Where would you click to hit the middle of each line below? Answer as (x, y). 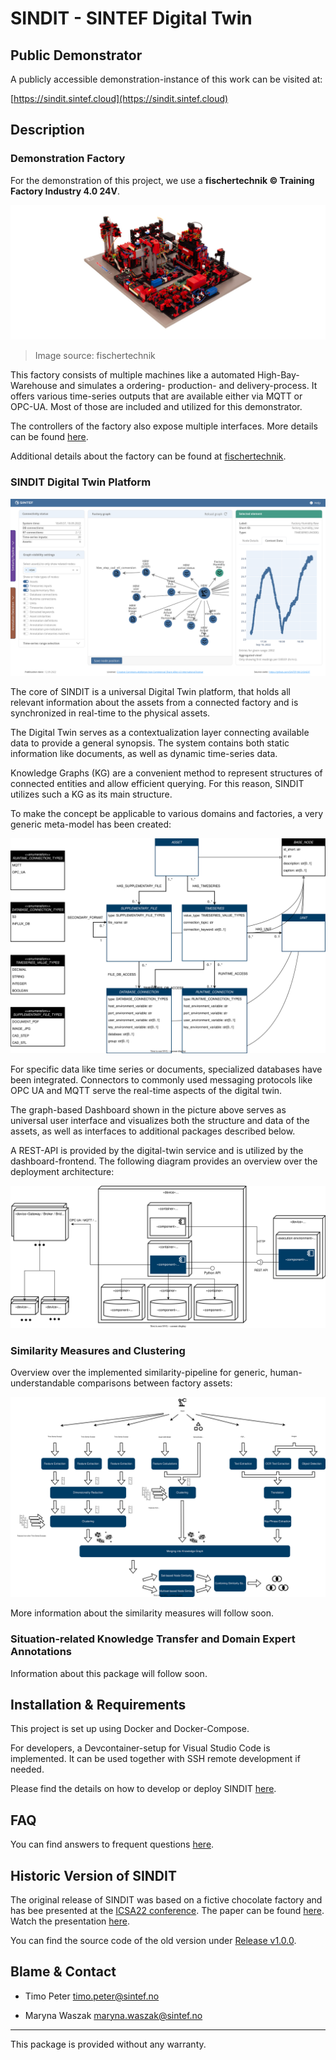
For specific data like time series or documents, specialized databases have (166, 1069)
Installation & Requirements (98, 1704)
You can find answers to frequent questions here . (112, 1844)
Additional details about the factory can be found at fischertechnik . (148, 456)
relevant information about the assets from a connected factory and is (154, 703)
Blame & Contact (63, 1972)
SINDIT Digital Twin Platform (81, 482)
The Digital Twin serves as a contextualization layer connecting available (160, 733)
